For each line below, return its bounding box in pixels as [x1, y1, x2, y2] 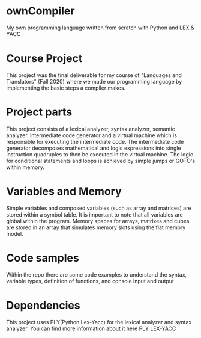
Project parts [6, 105, 73, 119]
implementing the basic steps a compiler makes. [6, 84, 126, 91]
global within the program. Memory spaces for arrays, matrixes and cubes [6, 217, 190, 224]
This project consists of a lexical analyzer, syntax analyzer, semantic [6, 125, 175, 132]
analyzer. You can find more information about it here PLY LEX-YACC [6, 325, 176, 332]
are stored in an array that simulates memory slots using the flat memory [6, 224, 186, 231]
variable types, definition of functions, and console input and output [6, 277, 174, 284]
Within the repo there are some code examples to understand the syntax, [6, 271, 187, 278]
